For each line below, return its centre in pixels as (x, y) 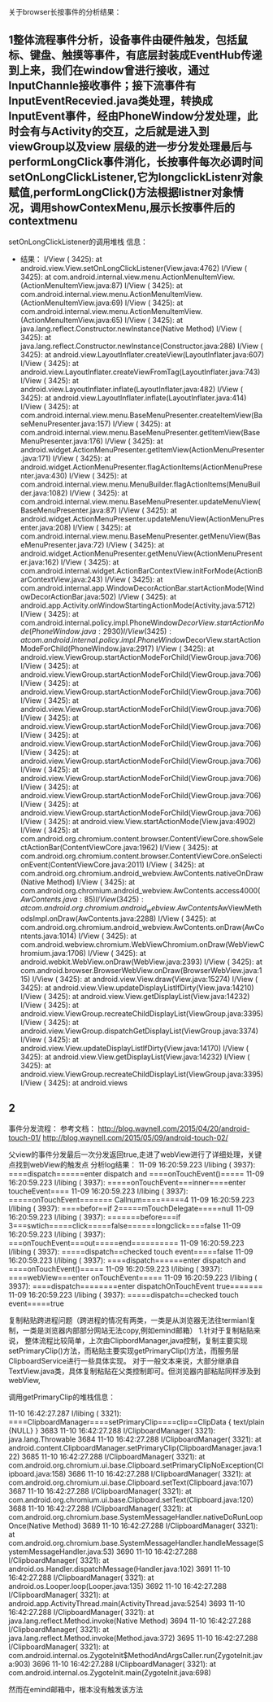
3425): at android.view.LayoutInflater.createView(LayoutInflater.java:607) (142, 354)
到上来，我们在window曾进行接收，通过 (109, 70)
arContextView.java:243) (61, 579)
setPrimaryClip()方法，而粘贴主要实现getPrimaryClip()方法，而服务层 (124, 1351)
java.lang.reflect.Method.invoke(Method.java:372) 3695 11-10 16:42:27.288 (133, 1639)
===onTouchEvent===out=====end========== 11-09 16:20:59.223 (126, 1243)
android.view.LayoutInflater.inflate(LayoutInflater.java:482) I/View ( (132, 389)
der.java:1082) (44, 493)
